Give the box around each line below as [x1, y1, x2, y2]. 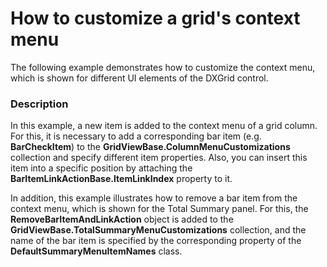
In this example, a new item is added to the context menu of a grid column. [10, 120, 318, 132]
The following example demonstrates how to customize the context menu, [10, 61, 316, 73]
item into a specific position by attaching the [10, 162, 193, 174]
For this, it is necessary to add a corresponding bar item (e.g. [10, 130, 262, 142]
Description [10, 97, 69, 111]
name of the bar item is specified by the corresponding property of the [10, 235, 302, 247]
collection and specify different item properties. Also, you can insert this [10, 152, 308, 164]
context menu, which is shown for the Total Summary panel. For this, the [10, 203, 309, 215]
